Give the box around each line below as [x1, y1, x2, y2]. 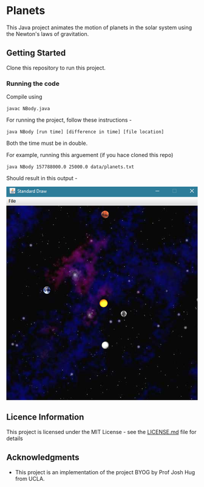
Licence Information [6, 412, 84, 422]
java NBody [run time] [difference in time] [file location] [6, 129, 165, 135]
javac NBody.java [6, 106, 50, 112]
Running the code [6, 79, 59, 88]
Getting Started [6, 48, 66, 58]
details [6, 435, 23, 442]
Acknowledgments [6, 452, 80, 463]
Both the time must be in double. [6, 139, 88, 147]
